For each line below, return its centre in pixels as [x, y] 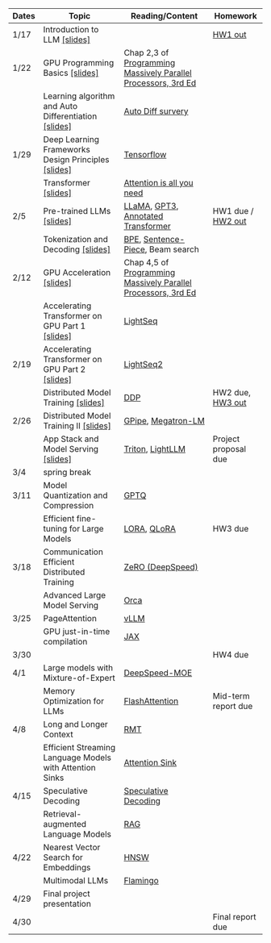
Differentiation [70, 116]
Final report [234, 917]
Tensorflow [145, 154]
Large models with [78, 668]
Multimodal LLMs [76, 880]
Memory [59, 691]
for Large [86, 529]
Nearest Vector [72, 847]
